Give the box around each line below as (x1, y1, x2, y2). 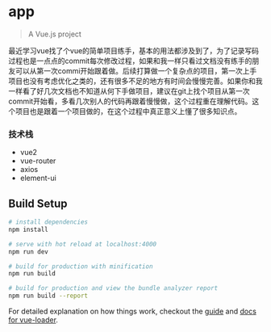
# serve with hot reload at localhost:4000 (8, 240, 157, 248)
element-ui (19, 173, 56, 183)
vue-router (19, 156, 56, 166)
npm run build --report (8, 292, 89, 300)
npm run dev (8, 247, 48, 256)
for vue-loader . (8, 315, 59, 325)
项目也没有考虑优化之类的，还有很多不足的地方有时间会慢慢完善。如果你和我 (8, 76, 263, 86)
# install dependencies (8, 218, 89, 226)
